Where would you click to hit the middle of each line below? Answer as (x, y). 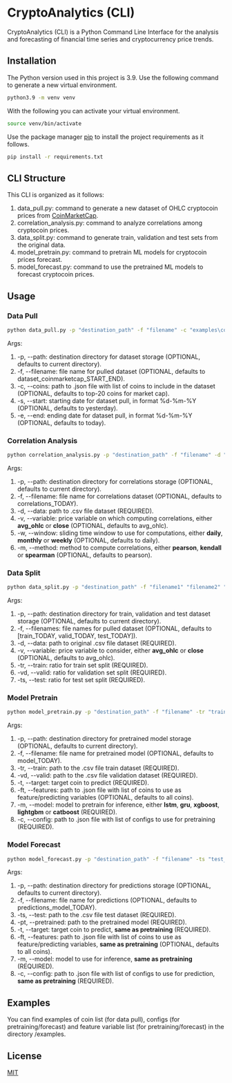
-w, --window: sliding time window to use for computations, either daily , (120, 533)
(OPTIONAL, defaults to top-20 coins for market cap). (93, 393)
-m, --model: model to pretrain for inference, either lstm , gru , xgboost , (118, 805)
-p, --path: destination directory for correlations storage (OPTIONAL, (115, 481)
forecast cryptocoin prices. (56, 274)
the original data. (41, 245)
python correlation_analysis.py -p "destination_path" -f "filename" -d (114, 455)
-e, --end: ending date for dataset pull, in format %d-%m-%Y (105, 415)
